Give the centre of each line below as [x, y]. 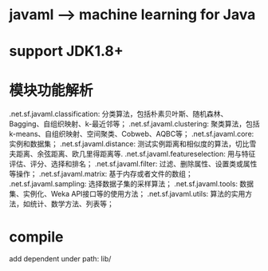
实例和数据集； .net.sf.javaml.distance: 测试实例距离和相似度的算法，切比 [129, 144]
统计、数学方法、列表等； [72, 204]
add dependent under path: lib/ [60, 259]
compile [36, 237]
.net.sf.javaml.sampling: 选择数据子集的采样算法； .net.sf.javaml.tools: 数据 [132, 184]
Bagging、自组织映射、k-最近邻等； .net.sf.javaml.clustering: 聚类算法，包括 [134, 124]
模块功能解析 [51, 90]
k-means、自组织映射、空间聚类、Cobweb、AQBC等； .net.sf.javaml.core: [132, 134]
